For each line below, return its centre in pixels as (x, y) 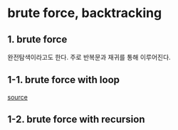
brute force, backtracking (85, 13)
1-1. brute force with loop (63, 80)
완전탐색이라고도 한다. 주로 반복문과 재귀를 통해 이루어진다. (89, 57)
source (18, 97)
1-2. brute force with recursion (76, 120)
